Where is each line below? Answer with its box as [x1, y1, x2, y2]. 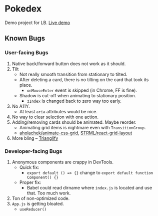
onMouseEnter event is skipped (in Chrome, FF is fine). [26, 87, 137, 93]
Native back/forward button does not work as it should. [11, 61, 126, 67]
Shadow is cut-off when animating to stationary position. [19, 92, 136, 98]
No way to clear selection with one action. [11, 114, 98, 120]
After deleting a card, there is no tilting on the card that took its [19, 76, 149, 83]
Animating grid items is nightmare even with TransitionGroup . [19, 124, 146, 130]
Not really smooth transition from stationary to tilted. [19, 71, 127, 77]
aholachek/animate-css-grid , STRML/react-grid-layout [19, 130, 132, 136]
